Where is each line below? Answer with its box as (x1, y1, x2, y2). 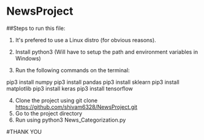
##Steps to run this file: (6, 24, 66, 32)
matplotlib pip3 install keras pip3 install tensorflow (6, 84, 134, 92)
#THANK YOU (6, 128, 42, 135)
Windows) (15, 54, 41, 62)
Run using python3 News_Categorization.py (15, 116, 126, 123)
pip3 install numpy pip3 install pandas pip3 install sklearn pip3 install (6, 78, 179, 86)
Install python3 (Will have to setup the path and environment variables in (15, 48, 198, 56)
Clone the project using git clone (15, 97, 98, 104)
